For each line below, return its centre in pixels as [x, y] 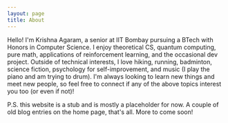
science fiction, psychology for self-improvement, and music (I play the [108, 69]
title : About [26, 20]
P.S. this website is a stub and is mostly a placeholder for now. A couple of [113, 104]
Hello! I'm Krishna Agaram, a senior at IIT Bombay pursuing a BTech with [110, 39]
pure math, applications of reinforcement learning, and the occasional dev [113, 54]
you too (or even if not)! [41, 91]
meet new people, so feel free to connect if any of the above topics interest [114, 84]
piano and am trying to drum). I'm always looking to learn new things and [111, 76]
